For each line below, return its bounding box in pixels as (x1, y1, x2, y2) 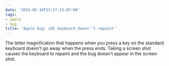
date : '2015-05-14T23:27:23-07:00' (5, 7, 80, 13)
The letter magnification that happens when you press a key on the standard (5, 40, 164, 46)
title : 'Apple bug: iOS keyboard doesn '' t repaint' (5, 26, 116, 31)
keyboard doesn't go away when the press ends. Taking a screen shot (5, 45, 151, 51)
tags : (5, 12, 17, 17)
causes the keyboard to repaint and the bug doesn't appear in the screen (5, 51, 157, 57)
